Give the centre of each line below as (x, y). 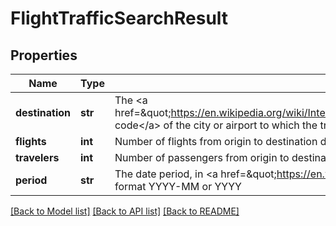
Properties (44, 55)
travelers (37, 157)
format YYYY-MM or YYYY (178, 186)
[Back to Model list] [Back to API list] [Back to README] (125, 211)
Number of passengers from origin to (202, 157)
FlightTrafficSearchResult (119, 18)
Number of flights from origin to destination (216, 141)
